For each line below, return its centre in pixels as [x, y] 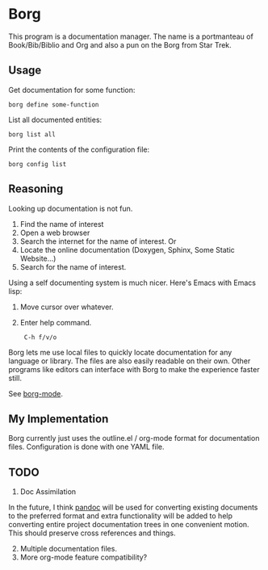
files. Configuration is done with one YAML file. [86, 447]
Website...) [38, 258]
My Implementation [59, 419]
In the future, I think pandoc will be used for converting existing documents [133, 507]
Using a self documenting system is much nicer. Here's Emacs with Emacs [132, 283]
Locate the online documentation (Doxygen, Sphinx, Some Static [128, 249]
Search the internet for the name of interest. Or [98, 241]
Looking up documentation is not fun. [71, 208]
